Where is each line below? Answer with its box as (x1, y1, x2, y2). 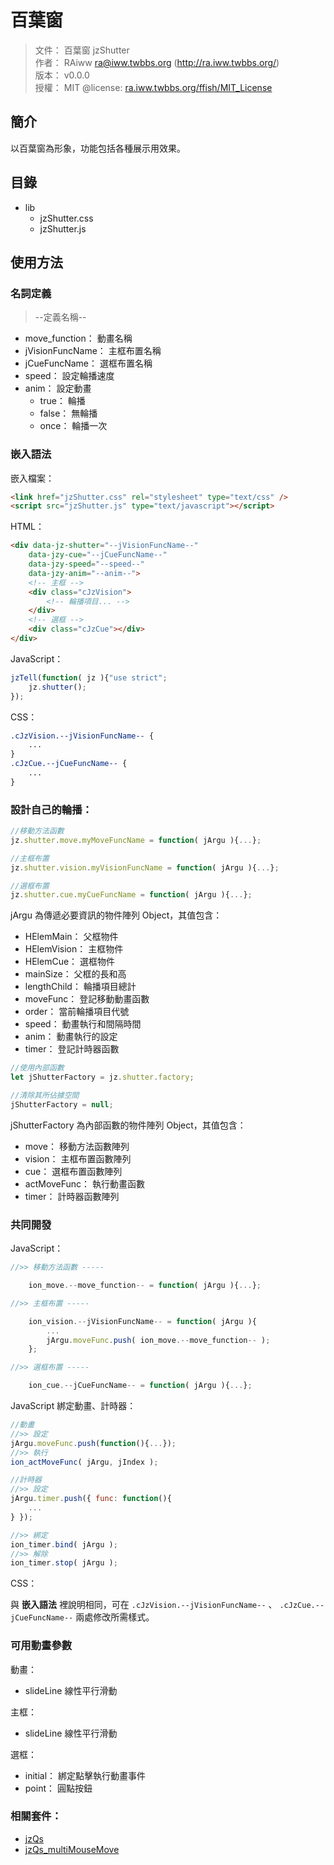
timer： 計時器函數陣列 (24, 1190, 120, 1202)
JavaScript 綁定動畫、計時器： (10, 1400, 137, 1412)
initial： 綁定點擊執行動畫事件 (24, 1769, 147, 1781)
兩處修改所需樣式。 (75, 1611, 155, 1623)
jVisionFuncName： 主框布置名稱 (24, 345, 162, 357)
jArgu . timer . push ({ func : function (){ (10, 1494, 172, 1504)
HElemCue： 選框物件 (24, 956, 116, 968)
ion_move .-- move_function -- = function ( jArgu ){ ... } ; (28, 1281, 262, 1291)
